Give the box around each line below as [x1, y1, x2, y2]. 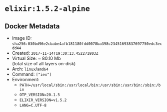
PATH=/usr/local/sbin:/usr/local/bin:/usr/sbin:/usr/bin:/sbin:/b [19, 83, 161, 88]
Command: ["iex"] [11, 71, 52, 77]
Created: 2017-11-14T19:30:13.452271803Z [11, 50, 98, 56]
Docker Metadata [4, 22, 60, 30]
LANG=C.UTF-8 [19, 103, 47, 108]
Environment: [11, 77, 39, 82]
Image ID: [11, 35, 32, 41]
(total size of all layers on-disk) [11, 61, 76, 66]
